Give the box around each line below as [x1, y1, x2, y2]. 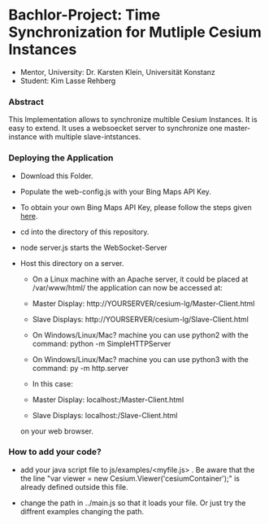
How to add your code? [8, 446, 102, 457]
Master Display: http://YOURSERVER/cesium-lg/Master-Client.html [32, 299, 255, 308]
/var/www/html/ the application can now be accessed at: [32, 282, 223, 292]
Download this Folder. [20, 171, 93, 181]
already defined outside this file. [20, 482, 128, 491]
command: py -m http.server [32, 363, 129, 373]
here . [20, 211, 38, 221]
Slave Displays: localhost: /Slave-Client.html [32, 410, 178, 420]
